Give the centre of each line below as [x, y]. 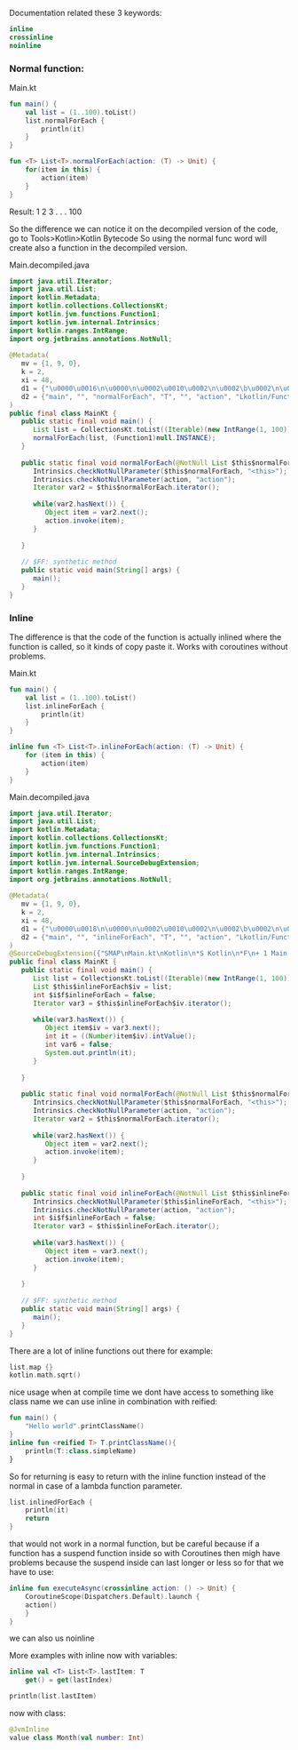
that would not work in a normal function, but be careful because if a [134, 1544]
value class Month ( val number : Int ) [77, 1738]
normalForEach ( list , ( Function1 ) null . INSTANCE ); [124, 438]
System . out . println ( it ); [91, 1052]
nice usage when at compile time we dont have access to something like [141, 1392]
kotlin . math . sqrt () [45, 1375]
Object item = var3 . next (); [97, 1251]
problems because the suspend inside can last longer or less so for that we [146, 1562]
